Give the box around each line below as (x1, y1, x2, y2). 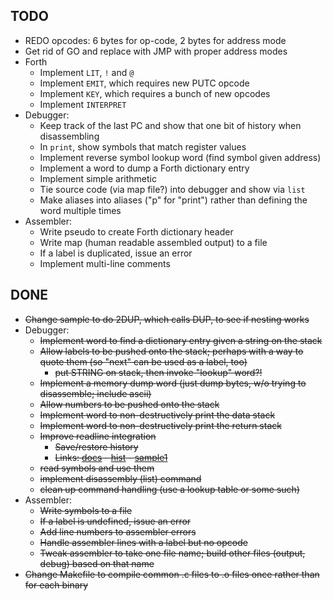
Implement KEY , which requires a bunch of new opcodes (39, 87, 271, 99)
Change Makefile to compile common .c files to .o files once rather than (24, 568, 320, 580)
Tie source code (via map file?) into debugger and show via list (39, 183, 306, 195)
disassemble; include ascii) (39, 387, 152, 399)
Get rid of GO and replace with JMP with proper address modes (24, 45, 288, 57)
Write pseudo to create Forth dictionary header (39, 225, 234, 238)
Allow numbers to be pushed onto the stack (39, 398, 220, 410)
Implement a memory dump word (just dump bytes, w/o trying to (39, 377, 307, 389)
